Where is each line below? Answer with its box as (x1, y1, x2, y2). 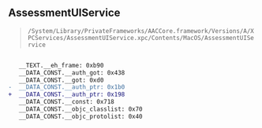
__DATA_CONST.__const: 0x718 (18, 98, 114, 106)
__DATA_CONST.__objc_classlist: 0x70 (18, 105, 144, 113)
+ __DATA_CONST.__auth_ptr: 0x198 (8, 90, 125, 99)
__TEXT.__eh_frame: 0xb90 (18, 61, 104, 69)
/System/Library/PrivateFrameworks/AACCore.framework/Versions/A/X (27, 27, 254, 35)
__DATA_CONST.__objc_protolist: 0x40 (18, 112, 144, 120)
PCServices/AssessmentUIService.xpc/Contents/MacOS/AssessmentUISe (27, 34, 254, 42)
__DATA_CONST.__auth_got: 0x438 (18, 68, 125, 77)
